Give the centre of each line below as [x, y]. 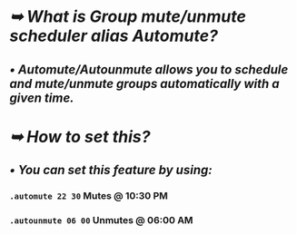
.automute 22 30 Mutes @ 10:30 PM [89, 196]
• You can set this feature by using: [111, 170]
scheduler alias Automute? [114, 36]
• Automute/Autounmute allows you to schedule [149, 69]
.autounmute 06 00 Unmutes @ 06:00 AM [101, 220]
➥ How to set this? [80, 137]
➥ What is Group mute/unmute [128, 17]
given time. [42, 98]
